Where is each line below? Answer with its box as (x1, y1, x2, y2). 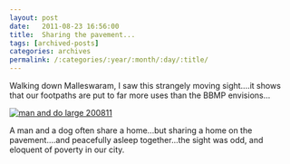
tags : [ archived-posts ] (9, 38, 100, 48)
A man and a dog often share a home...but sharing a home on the (9, 125, 253, 136)
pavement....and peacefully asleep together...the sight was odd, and (9, 135, 264, 145)
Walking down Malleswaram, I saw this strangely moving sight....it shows (9, 81, 281, 91)
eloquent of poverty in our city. (9, 144, 125, 155)
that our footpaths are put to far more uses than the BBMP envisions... (9, 90, 271, 101)
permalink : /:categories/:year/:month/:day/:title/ (9, 55, 208, 64)
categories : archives (9, 47, 92, 56)
